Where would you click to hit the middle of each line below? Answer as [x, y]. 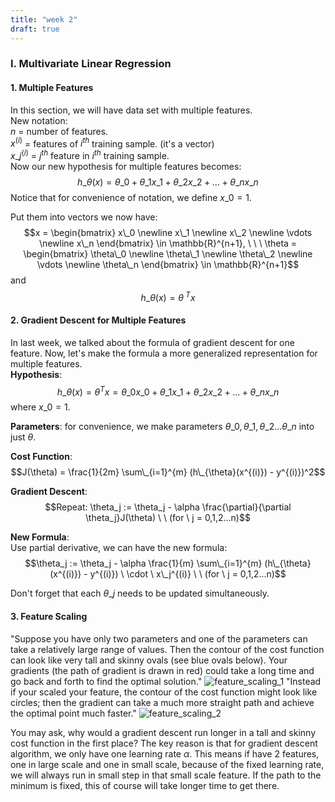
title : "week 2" [44, 19]
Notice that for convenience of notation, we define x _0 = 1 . [131, 197]
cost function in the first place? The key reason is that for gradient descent [164, 743]
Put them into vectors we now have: [84, 217]
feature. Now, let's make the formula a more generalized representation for [164, 353]
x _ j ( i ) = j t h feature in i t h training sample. [90, 154]
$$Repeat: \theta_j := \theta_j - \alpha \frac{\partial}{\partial [168, 507]
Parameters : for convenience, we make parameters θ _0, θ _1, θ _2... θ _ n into [162, 427]
